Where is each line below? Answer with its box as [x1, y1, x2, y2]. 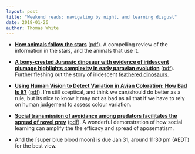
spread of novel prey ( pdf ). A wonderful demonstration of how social [14, 118, 183, 126]
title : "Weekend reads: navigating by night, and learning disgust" [6, 14, 177, 20]
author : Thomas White [6, 25, 59, 31]
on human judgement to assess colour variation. [14, 101, 132, 108]
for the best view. [14, 142, 57, 149]
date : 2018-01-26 [6, 19, 49, 25]
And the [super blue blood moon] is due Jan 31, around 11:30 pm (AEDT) [14, 136, 190, 143]
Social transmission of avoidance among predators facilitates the [14, 112, 177, 119]
